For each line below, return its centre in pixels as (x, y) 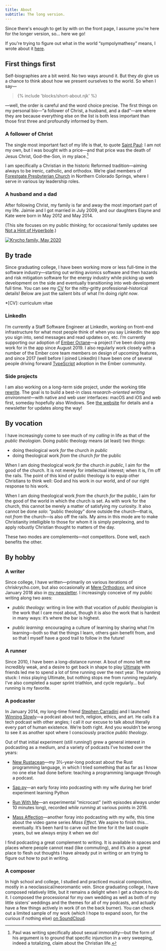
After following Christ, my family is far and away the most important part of (81, 205)
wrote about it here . (25, 48)
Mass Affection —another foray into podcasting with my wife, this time (83, 817)
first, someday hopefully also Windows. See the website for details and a (79, 403)
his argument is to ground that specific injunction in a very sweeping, (83, 938)
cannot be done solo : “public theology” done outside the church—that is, (79, 511)
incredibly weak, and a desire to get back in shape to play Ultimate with (78, 667)
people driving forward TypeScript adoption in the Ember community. (76, 363)
